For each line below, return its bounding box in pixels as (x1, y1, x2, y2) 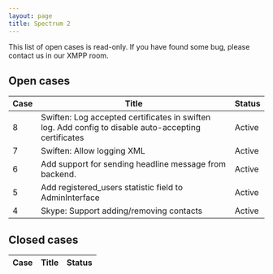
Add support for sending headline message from (40, 159, 226, 170)
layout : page (8, 11, 53, 20)
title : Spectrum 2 (8, 20, 71, 28)
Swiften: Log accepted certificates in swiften (40, 111, 211, 123)
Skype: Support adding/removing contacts (40, 205, 203, 216)
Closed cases (8, 233, 79, 246)
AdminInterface (40, 192, 100, 203)
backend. (40, 168, 76, 180)
